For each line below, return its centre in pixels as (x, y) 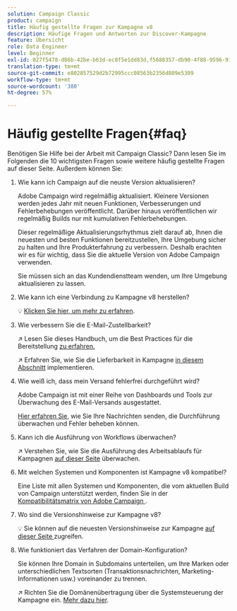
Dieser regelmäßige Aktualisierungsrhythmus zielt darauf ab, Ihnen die (120, 232)
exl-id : (19, 60)
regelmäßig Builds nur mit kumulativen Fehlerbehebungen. (103, 219)
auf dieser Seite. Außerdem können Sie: (65, 169)
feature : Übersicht (36, 40)
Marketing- (198, 571)
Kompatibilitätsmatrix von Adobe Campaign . (82, 501)
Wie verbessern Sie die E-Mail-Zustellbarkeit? (84, 325)
